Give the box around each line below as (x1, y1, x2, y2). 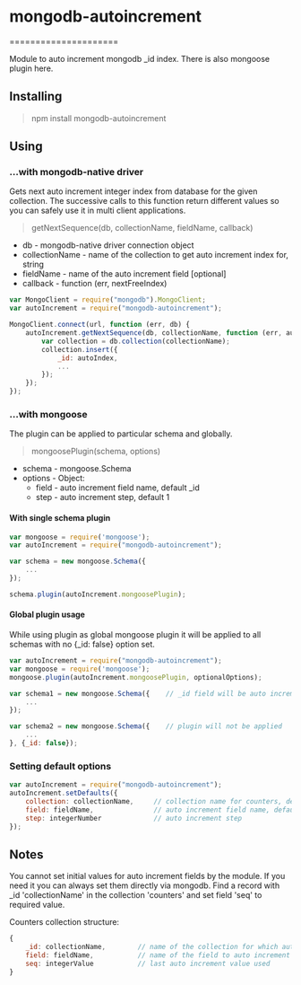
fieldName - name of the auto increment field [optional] (21, 268, 227, 279)
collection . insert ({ (41, 345, 118, 354)
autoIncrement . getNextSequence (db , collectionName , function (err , (25, 329, 282, 338)
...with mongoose (9, 408, 88, 420)
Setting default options (9, 760, 112, 772)
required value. (9, 900, 65, 910)
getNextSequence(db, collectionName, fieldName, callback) (30, 223, 254, 233)
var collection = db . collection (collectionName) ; (41, 337, 230, 346)
